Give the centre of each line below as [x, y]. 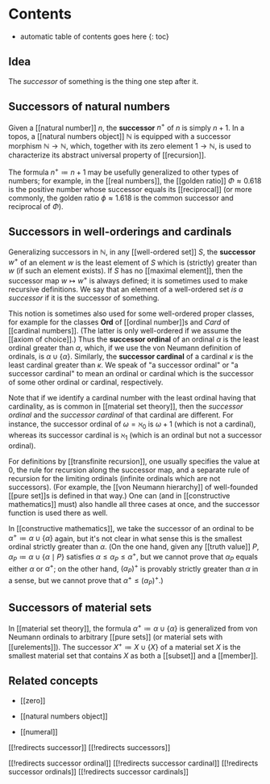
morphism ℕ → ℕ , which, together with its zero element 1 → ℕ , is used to [130, 146]
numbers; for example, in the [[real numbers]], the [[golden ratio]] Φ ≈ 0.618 [135, 180]
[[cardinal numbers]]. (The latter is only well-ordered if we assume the [125, 331]
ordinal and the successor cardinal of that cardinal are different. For [121, 415]
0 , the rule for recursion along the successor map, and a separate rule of [129, 470]
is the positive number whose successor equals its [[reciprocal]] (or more [130, 189]
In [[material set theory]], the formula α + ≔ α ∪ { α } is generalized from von [133, 628]
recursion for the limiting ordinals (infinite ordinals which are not [114, 478]
